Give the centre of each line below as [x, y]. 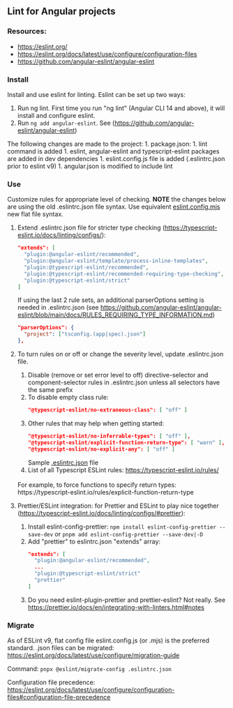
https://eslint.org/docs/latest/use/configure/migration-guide [93, 656]
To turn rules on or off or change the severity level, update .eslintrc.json [120, 354]
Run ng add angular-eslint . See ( [66, 123]
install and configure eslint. [56, 115]
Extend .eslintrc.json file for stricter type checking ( [91, 228]
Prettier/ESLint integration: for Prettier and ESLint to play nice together [118, 506]
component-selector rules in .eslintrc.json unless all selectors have [124, 382]
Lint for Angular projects [62, 12]
